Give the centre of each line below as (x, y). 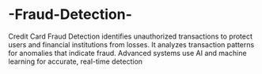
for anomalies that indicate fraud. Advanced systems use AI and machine (127, 53)
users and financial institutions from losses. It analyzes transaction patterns (131, 44)
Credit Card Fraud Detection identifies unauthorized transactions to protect (131, 36)
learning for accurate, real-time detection (76, 61)
